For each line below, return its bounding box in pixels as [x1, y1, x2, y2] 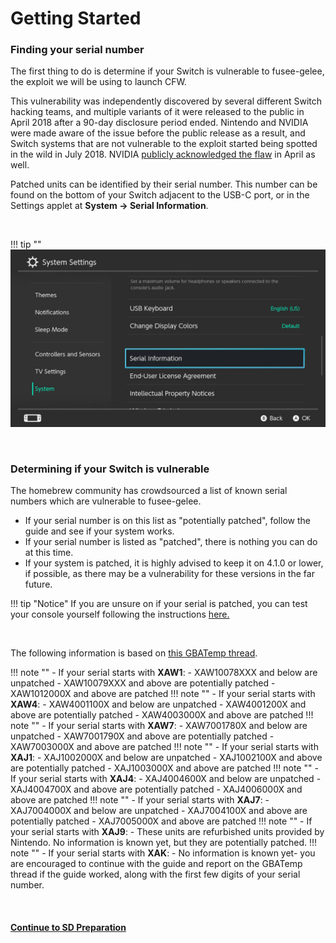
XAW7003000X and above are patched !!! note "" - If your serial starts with [10, 741, 319, 753]
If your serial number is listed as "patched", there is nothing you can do [24, 536, 318, 548]
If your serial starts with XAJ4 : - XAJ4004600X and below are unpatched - [10, 773, 322, 785]
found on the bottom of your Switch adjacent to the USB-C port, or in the [10, 189, 310, 201]
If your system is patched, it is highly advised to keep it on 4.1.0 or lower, [24, 557, 324, 569]
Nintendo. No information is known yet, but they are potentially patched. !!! [10, 837, 318, 849]
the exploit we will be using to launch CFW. [10, 76, 187, 88]
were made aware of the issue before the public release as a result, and [10, 127, 306, 139]
